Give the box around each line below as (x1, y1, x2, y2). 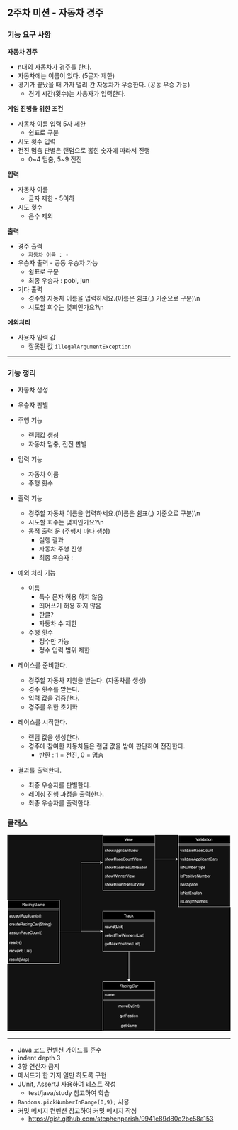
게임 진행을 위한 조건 (7, 104, 64, 112)
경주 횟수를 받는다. (28, 684, 80, 693)
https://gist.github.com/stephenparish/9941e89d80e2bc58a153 (28, 1114, 214, 1123)
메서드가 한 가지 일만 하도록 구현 (17, 1070, 107, 1079)
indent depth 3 (17, 1053, 61, 1062)
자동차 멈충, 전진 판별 (28, 439, 87, 448)
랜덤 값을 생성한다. (28, 733, 80, 741)
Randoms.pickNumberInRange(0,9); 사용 (17, 1097, 130, 1106)
